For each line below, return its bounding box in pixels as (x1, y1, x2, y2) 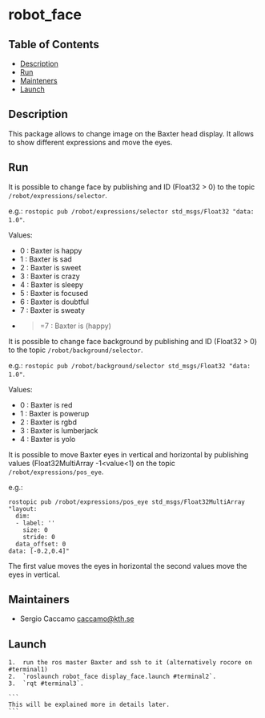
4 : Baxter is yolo (19, 434, 76, 444)
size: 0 (22, 525, 48, 534)
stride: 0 (22, 533, 56, 541)
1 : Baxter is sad (19, 254, 72, 264)
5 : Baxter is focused (19, 288, 89, 298)
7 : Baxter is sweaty (19, 305, 86, 314)
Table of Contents (8, 38, 100, 51)
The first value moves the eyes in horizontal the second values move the (8, 561, 247, 570)
